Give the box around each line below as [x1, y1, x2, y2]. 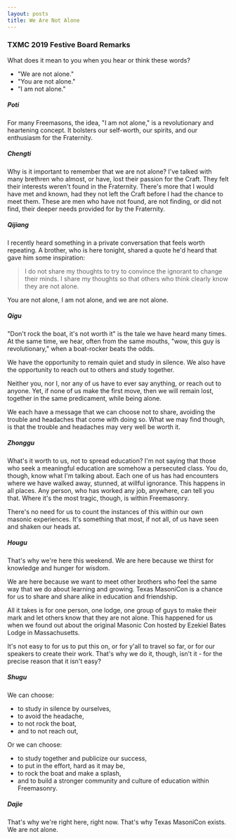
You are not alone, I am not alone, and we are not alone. [7, 295, 169, 304]
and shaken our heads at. [7, 522, 81, 531]
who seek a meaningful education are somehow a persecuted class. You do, [7, 463, 228, 472]
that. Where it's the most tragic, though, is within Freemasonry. [7, 494, 190, 502]
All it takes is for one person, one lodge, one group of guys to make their [7, 606, 217, 614]
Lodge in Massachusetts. [7, 628, 80, 636]
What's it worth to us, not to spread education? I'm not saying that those [7, 456, 216, 465]
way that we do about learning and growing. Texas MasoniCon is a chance [7, 584, 223, 593]
